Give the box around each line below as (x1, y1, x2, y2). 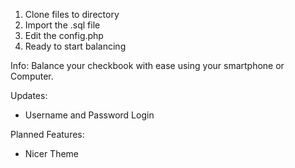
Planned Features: (10, 129, 85, 140)
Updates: (10, 90, 48, 101)
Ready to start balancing (24, 40, 127, 52)
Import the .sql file (24, 19, 101, 31)
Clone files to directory (24, 9, 120, 20)
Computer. (10, 70, 54, 82)
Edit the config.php (24, 30, 104, 41)
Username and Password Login (24, 109, 155, 121)
